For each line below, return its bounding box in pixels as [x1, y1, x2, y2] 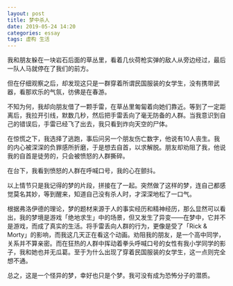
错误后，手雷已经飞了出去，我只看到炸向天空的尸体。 [19, 120, 171, 128]
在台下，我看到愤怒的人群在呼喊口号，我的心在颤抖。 [7, 167, 159, 175]
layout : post [7, 10, 45, 17]
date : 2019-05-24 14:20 [7, 23, 76, 30]
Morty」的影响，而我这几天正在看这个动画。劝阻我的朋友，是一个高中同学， [7, 231, 225, 239]
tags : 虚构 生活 [7, 36, 50, 43]
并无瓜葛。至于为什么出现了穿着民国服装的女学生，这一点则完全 [43, 248, 226, 256]
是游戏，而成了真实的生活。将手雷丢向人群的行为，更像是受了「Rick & [7, 222, 208, 231]
